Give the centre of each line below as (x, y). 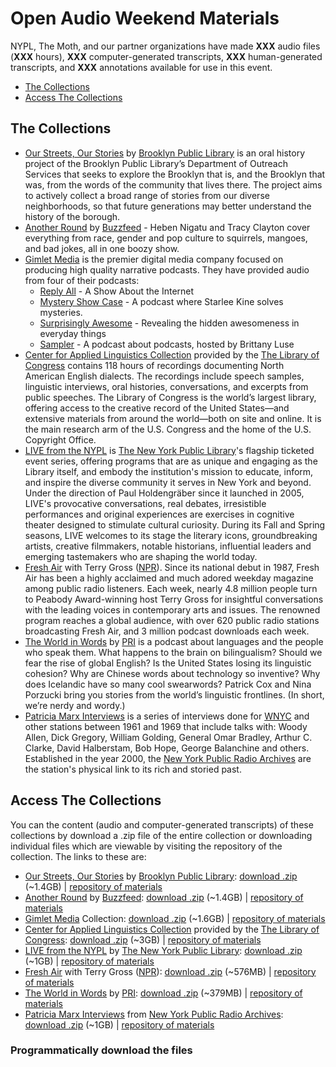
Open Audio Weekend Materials (145, 18)
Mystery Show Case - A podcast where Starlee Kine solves (161, 301)
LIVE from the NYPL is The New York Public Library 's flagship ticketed (169, 450)
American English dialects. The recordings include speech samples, (164, 376)
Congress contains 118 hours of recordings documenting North (154, 365)
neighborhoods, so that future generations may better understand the (168, 206)
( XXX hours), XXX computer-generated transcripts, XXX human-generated (166, 56)
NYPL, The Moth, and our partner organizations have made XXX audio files (165, 46)
